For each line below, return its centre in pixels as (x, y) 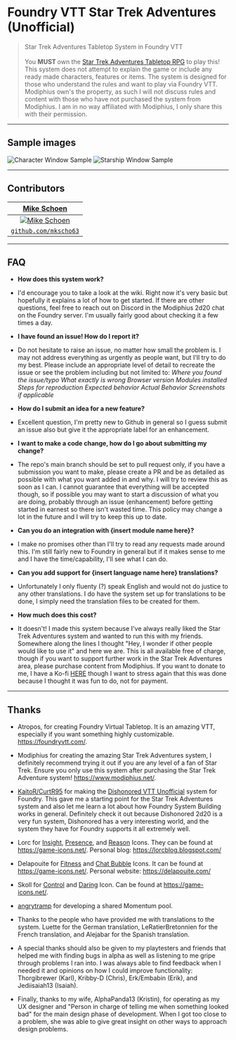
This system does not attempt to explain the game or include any (118, 69)
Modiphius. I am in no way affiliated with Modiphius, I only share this (123, 106)
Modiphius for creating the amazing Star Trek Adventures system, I (114, 756)
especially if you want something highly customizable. (96, 734)
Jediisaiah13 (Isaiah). (48, 986)
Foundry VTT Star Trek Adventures (112, 12)
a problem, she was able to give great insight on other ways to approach (122, 1022)
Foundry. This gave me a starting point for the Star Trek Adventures (115, 799)
